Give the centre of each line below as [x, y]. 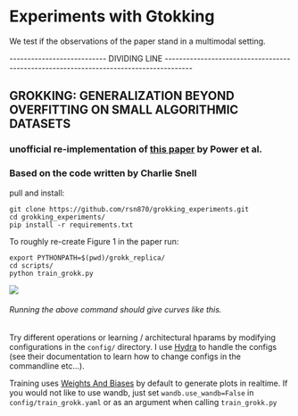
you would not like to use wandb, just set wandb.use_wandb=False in [132, 392]
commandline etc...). [47, 366]
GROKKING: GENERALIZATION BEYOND [122, 96]
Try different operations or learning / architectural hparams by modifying [143, 337]
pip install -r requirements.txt [71, 225]
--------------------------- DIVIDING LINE [86, 58]
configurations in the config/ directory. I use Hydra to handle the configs [143, 346]
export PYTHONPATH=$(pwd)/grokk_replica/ [87, 258]
